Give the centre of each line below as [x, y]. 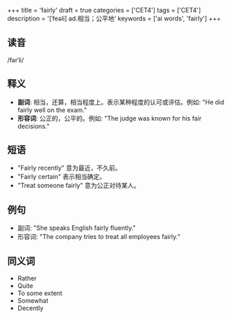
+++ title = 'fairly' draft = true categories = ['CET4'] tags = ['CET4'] [104, 10]
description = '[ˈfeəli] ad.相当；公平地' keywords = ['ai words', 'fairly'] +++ [114, 18]
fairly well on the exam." [52, 110]
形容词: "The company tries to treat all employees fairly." [99, 237]
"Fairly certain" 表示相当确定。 [62, 177]
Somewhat [33, 301]
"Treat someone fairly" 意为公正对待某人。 [78, 186]
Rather [27, 278]
